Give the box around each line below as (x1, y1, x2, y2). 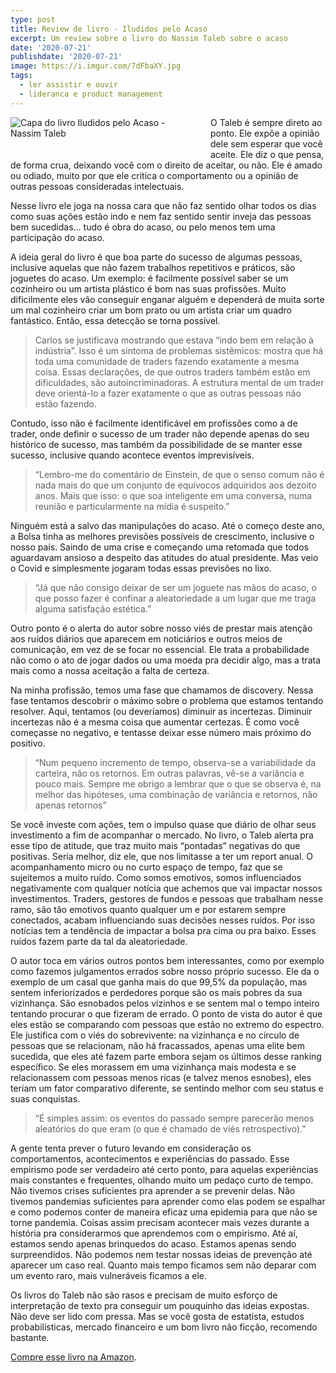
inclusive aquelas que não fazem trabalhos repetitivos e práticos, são (10, 261, 296, 273)
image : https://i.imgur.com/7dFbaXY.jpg (10, 61, 182, 71)
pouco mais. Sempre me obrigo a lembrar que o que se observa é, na (34, 777, 322, 790)
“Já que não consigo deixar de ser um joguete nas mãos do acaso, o (34, 581, 317, 593)
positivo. (10, 737, 46, 749)
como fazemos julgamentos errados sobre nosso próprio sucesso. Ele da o (10, 965, 320, 977)
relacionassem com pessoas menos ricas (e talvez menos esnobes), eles (10, 1071, 312, 1083)
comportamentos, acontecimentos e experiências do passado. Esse (10, 1152, 290, 1165)
